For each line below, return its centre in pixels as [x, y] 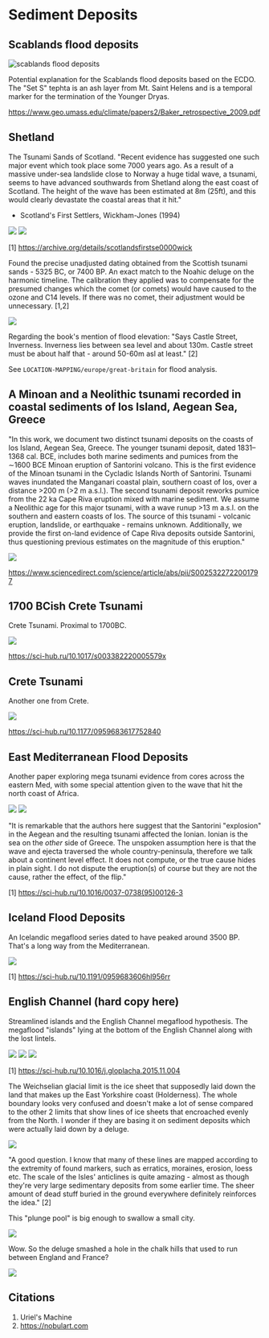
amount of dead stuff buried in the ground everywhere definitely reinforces [132, 1194]
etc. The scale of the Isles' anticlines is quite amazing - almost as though [129, 1176]
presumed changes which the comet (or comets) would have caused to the [132, 288]
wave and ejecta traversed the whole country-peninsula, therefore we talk [130, 852]
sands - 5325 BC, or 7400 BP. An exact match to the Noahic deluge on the [131, 271]
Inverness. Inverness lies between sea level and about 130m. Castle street [130, 345]
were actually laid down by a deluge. [69, 1129]
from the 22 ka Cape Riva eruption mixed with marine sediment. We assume [134, 499]
